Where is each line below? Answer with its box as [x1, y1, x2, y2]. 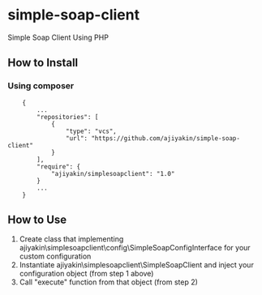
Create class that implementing [19, 234, 124, 244]
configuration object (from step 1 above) [19, 269, 154, 279]
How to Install [7, 56, 79, 70]
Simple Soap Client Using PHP [7, 32, 109, 42]
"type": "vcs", [65, 127, 117, 135]
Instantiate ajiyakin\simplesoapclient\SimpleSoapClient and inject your [19, 260, 255, 270]
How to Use [7, 213, 67, 227]
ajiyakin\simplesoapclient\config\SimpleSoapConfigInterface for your [19, 243, 251, 253]
